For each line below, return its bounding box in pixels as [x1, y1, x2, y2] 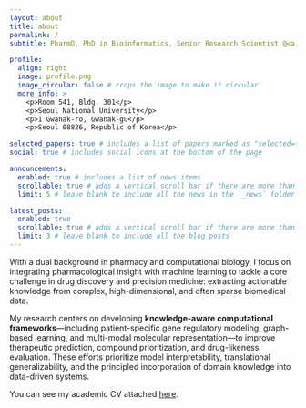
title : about [9, 22, 59, 31]
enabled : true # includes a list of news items [17, 172, 202, 182]
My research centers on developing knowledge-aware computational [9, 312, 274, 323]
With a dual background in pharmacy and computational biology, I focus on [9, 256, 291, 267]
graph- [262, 322, 290, 333]
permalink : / [9, 30, 59, 39]
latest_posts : [9, 206, 64, 215]
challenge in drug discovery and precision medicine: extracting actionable [9, 275, 287, 287]
